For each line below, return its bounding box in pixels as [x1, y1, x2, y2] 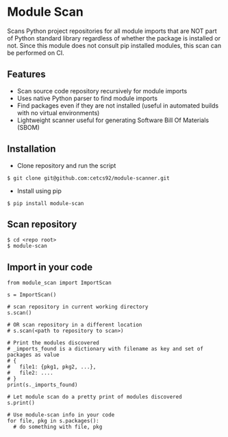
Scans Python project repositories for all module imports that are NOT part [7, 27, 217, 35]
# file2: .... [7, 370, 53, 377]
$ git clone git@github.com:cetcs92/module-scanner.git [7, 174, 170, 182]
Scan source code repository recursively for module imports [16, 86, 188, 95]
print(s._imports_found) [7, 381, 78, 388]
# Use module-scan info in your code [7, 412, 115, 418]
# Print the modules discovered [7, 340, 99, 346]
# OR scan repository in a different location [7, 322, 142, 329]
